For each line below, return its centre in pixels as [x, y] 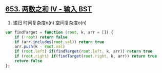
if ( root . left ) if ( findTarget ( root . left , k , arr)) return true [84, 51]
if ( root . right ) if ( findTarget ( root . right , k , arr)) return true [86, 56]
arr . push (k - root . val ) [40, 47]
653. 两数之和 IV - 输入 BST [49, 9]
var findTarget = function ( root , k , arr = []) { [59, 32]
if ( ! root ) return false [41, 37]
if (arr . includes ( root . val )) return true [59, 42]
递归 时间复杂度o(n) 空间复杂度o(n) [50, 23]
